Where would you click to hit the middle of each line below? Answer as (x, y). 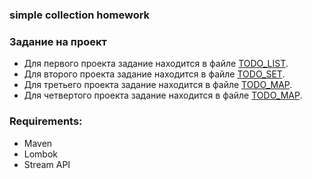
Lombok (41, 154)
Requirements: (46, 121)
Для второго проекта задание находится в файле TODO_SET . (154, 74)
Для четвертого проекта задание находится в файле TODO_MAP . (163, 95)
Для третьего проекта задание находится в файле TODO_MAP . (158, 85)
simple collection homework (80, 15)
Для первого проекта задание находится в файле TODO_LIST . (156, 64)
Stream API (47, 164)
